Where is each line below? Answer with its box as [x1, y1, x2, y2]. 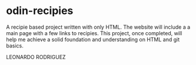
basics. [6, 42, 24, 49]
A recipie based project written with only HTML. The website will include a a [6, 23, 191, 30]
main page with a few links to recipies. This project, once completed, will [6, 29, 182, 36]
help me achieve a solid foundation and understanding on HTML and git [6, 36, 180, 43]
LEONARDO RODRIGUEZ [6, 53, 66, 60]
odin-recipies [6, 4, 74, 18]
